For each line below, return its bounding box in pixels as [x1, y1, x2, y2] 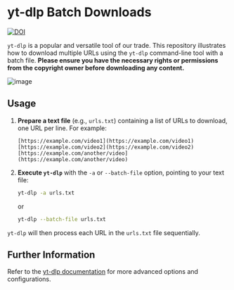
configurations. [7, 275, 51, 284]
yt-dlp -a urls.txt [17, 189, 75, 196]
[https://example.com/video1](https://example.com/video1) [17, 137, 195, 144]
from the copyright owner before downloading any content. [7, 63, 185, 72]
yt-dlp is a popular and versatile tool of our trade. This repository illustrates [7, 41, 226, 49]
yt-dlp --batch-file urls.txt [17, 215, 107, 222]
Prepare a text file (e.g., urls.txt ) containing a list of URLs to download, [17, 116, 228, 125]
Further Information [7, 248, 96, 260]
